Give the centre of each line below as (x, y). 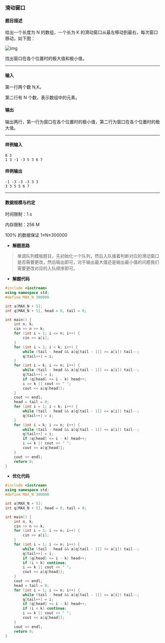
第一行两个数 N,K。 (25, 87)
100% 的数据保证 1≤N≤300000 (36, 235)
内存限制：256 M (23, 225)
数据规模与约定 (20, 202)
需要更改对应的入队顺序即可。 (47, 268)
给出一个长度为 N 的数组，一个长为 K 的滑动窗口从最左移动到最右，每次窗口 (82, 32)
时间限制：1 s (19, 214)
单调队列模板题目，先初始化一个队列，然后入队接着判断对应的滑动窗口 (88, 256)
